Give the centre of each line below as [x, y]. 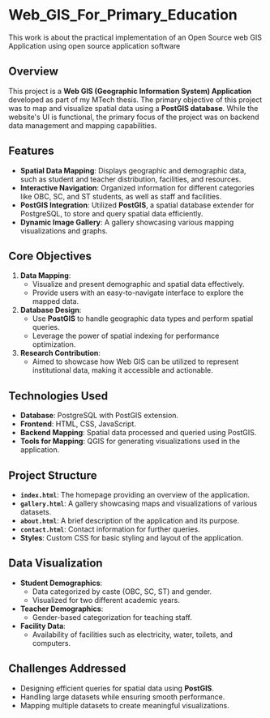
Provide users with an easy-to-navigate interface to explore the [138, 293]
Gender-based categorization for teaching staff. [112, 617]
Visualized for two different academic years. [106, 600]
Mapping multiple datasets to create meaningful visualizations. [124, 705]
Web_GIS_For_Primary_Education [123, 15]
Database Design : [51, 310]
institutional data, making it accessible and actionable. [122, 370]
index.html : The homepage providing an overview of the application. [135, 495]
